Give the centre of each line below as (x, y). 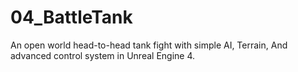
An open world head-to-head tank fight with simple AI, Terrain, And (149, 45)
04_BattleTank (71, 17)
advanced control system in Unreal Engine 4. (103, 55)
